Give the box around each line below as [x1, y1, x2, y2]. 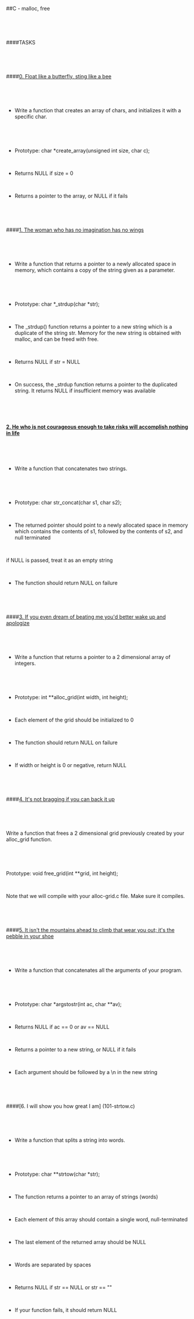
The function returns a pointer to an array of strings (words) [14, 1193, 158, 1200]
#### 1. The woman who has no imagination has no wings [6, 226, 144, 233]
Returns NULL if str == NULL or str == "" [14, 1284, 112, 1291]
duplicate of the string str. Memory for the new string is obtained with [14, 330, 182, 336]
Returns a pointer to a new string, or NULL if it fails [14, 1046, 136, 1053]
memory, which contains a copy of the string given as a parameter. [14, 267, 175, 274]
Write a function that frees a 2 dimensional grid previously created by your [6, 830, 185, 837]
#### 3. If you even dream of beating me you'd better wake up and [6, 613, 166, 620]
